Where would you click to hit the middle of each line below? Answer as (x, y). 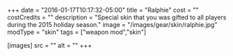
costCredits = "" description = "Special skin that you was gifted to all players (117, 17)
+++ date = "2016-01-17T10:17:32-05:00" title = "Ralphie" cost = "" (103, 10)
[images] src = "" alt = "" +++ (50, 45)
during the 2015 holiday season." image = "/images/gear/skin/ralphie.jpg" (112, 25)
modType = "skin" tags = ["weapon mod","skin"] (77, 32)
